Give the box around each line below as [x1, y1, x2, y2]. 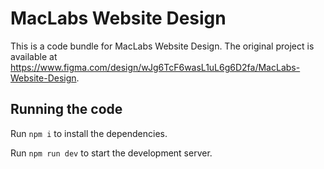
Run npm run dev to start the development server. [10, 147, 213, 159]
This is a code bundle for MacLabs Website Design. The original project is [10, 40, 315, 52]
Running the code [10, 101, 123, 118]
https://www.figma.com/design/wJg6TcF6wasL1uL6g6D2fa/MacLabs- [10, 61, 301, 73]
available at [10, 50, 58, 62]
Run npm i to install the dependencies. [10, 127, 168, 139]
